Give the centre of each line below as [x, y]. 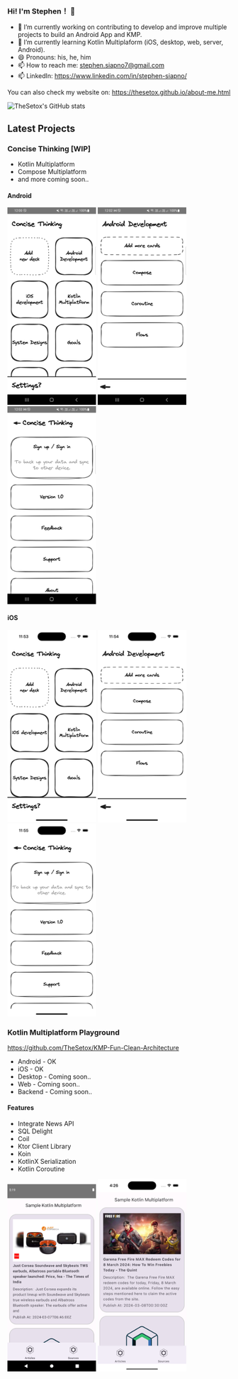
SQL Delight [35, 1131]
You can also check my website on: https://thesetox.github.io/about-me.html [119, 92]
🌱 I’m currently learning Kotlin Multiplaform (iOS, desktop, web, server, [120, 42]
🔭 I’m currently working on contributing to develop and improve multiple [122, 27]
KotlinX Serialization [47, 1162]
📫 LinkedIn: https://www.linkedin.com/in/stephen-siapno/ [102, 76]
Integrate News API [46, 1124]
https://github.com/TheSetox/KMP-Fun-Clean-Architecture [93, 1047]
